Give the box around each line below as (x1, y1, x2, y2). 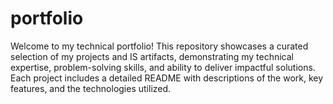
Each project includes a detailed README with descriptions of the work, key (10, 72, 324, 84)
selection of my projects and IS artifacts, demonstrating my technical (10, 50, 294, 62)
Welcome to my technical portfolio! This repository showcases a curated (10, 40, 309, 52)
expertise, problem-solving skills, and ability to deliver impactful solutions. (10, 61, 316, 73)
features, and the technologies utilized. (10, 82, 172, 94)
